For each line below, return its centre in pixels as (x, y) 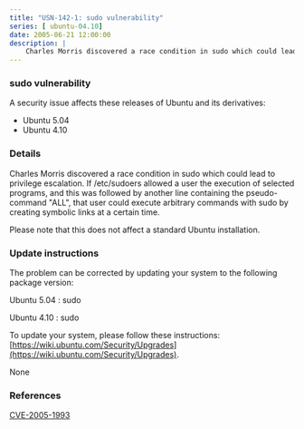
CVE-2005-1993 (40, 415)
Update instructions (54, 253)
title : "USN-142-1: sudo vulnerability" (87, 18)
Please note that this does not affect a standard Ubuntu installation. (135, 229)
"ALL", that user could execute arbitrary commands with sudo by (169, 202)
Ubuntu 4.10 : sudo (44, 317)
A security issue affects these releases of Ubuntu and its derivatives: (138, 103)
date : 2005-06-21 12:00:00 (60, 34)
